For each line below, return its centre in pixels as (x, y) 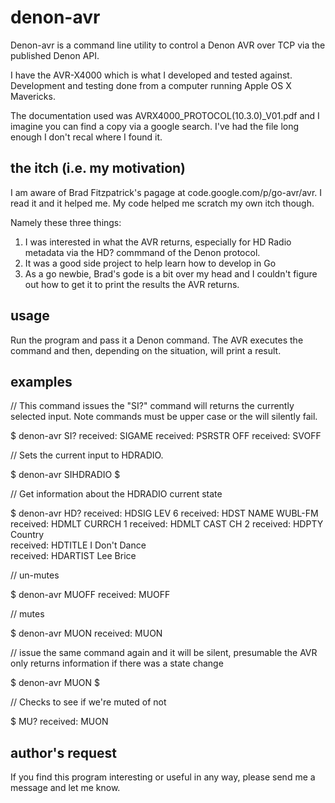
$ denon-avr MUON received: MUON (86, 633)
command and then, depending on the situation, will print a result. (146, 350)
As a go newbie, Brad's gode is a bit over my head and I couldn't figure (171, 273)
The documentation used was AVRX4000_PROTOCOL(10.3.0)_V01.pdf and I (165, 115)
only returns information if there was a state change (117, 663)
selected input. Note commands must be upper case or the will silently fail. (164, 417)
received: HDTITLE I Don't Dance (78, 545)
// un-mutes (35, 575)
